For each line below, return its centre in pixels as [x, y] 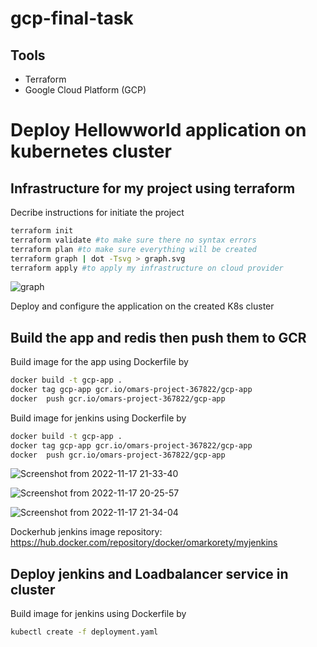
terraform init [42, 231]
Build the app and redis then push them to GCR [158, 337]
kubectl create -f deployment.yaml [84, 632]
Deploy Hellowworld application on [158, 130]
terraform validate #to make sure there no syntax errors [133, 240]
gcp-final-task [72, 18]
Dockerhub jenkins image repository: [86, 532]
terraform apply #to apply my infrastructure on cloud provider [147, 268]
